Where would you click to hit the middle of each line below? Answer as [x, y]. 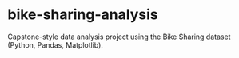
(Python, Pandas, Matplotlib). [55, 44]
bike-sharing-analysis [83, 15]
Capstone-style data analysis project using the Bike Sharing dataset [119, 37]
